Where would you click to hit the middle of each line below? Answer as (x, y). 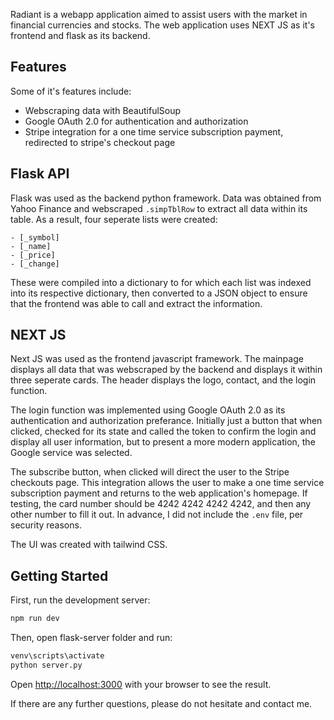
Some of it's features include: (71, 91)
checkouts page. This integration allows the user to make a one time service (167, 483)
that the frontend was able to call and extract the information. (136, 303)
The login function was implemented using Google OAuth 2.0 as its (148, 410)
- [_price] (33, 255)
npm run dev (35, 619)
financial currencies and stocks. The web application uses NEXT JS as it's (162, 25)
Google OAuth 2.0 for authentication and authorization (136, 121)
